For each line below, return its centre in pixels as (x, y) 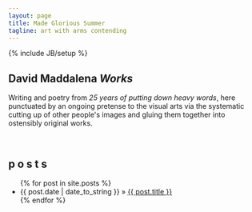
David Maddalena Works (71, 78)
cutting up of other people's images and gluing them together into (117, 115)
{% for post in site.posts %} (66, 183)
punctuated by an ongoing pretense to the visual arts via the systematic (126, 106)
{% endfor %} (43, 200)
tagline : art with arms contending (68, 30)
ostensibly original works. (51, 123)
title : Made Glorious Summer (57, 23)
